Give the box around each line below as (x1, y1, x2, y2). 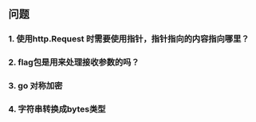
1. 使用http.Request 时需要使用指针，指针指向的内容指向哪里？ (8, 33, 250, 45)
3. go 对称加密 (8, 81, 63, 92)
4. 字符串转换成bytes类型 (8, 104, 106, 115)
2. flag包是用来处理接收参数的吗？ (8, 57, 140, 68)
